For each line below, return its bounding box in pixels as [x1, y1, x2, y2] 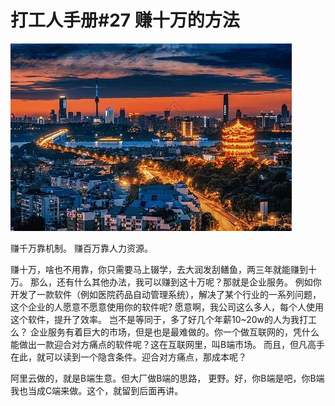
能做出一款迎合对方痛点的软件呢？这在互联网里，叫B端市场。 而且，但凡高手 [10, 338, 326, 350]
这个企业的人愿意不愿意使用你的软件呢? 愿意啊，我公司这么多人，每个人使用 [10, 301, 325, 313]
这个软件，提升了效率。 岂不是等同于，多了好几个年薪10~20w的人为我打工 [10, 313, 318, 325]
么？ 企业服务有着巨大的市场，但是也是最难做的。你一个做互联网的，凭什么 [10, 326, 320, 338]
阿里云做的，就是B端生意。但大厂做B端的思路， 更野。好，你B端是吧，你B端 [10, 372, 325, 384]
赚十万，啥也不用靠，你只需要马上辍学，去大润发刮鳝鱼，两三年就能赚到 [10, 263, 308, 275]
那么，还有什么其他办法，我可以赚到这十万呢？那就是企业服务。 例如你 [29, 276, 322, 288]
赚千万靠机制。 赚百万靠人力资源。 [10, 242, 153, 254]
